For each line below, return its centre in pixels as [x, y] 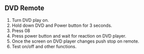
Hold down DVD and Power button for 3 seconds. [62, 25]
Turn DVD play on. [30, 20]
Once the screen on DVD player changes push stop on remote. [75, 41]
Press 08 [21, 30]
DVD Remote [25, 8]
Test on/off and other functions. [44, 46]
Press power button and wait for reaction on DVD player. [69, 36]
